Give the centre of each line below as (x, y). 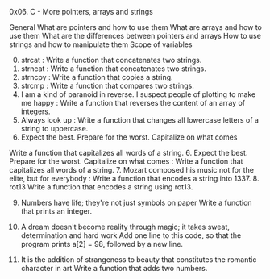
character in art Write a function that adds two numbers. (114, 268)
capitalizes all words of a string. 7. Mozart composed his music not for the (132, 170)
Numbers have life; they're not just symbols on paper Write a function (136, 202)
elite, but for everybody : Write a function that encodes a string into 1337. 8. (134, 178)
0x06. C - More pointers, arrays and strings (81, 12)
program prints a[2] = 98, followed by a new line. (102, 244)
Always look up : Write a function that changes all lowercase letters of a (139, 120)
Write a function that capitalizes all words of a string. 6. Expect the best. (129, 153)
